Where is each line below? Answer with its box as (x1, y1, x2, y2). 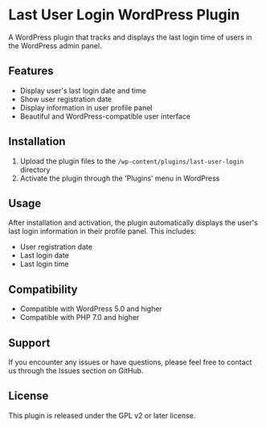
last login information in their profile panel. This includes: (8, 226, 197, 236)
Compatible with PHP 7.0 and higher (19, 313, 140, 322)
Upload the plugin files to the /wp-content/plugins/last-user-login (19, 156, 244, 166)
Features (8, 64, 54, 78)
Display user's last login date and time (19, 85, 146, 95)
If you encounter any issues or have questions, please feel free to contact (8, 357, 252, 367)
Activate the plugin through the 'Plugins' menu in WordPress (19, 173, 220, 183)
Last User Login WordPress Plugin (8, 6, 240, 24)
